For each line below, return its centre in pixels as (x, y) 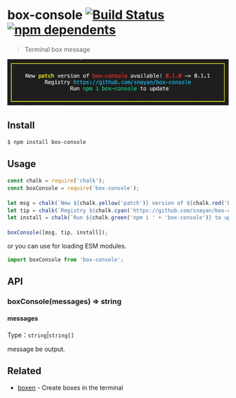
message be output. (36, 349)
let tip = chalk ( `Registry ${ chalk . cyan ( (69, 211)
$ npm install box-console (47, 142)
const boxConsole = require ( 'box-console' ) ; (73, 188)
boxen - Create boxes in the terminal (70, 388)
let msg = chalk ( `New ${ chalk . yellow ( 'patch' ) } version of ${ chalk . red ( (116, 203)
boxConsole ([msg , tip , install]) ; (58, 233)
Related (25, 371)
